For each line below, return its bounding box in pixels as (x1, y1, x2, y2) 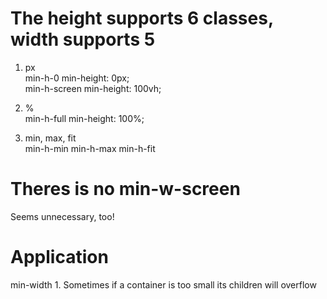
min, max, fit (24, 132, 77, 144)
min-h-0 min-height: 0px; (24, 72, 130, 84)
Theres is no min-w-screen (10, 178, 241, 201)
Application (10, 246, 109, 269)
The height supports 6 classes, (10, 7, 274, 30)
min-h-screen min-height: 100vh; (24, 82, 162, 94)
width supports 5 (10, 28, 156, 51)
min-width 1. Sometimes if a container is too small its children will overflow (10, 278, 317, 291)
